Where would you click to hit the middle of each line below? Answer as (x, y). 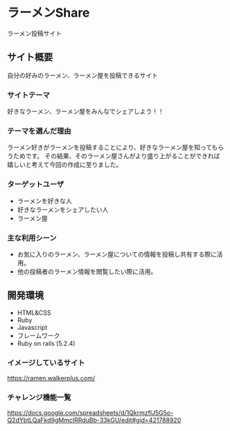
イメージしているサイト (46, 362)
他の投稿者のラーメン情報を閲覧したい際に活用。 (87, 271)
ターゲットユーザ (36, 184)
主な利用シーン (32, 238)
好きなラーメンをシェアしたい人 (63, 209)
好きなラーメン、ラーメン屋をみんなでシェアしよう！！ (86, 112)
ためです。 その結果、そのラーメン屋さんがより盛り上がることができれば (116, 156)
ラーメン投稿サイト (35, 33)
